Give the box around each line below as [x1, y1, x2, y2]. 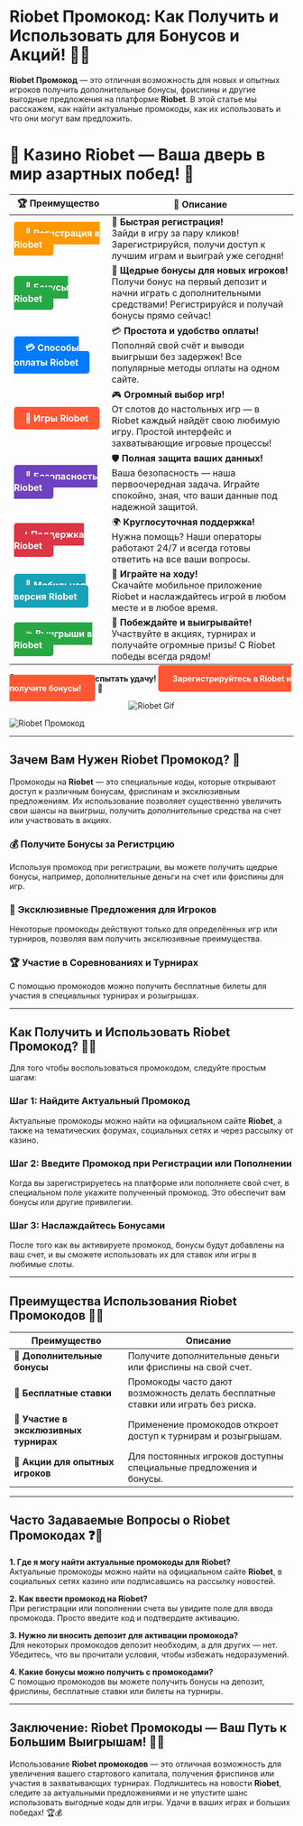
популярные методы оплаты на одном [111, 361, 280, 374]
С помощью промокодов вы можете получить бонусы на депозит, [9, 1676, 265, 1687]
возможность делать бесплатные [127, 1387, 277, 1400]
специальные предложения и [127, 1461, 258, 1474]
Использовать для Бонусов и [9, 25, 240, 46]
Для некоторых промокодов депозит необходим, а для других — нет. [9, 1639, 278, 1650]
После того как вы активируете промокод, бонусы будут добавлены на [9, 1239, 285, 1251]
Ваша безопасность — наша [111, 467, 236, 479]
